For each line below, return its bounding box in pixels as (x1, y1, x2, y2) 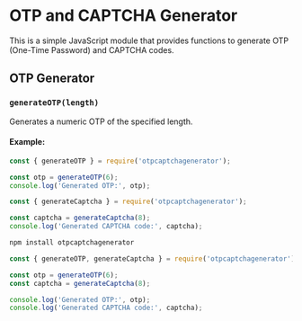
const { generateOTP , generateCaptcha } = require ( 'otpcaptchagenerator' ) (9, 254, 296, 263)
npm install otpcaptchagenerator (9, 238, 135, 247)
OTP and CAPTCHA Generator (9, 5, 238, 26)
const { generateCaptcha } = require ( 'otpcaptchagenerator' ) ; (9, 197, 247, 207)
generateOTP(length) (9, 98, 100, 108)
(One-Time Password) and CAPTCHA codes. (9, 44, 174, 55)
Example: (9, 137, 46, 147)
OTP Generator (9, 71, 95, 86)
